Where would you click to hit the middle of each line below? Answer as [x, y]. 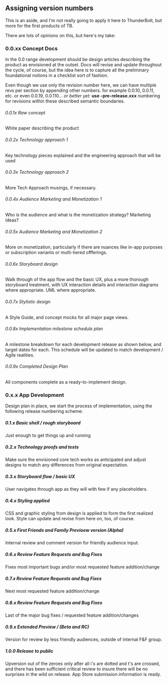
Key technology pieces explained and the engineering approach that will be [83, 155]
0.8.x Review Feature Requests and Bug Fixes [54, 603]
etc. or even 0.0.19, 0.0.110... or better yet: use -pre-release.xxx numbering [83, 96]
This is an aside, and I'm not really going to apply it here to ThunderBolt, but [83, 20]
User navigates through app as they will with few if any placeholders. [76, 489]
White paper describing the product [42, 128]
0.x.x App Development [35, 395]
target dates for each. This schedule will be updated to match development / [84, 350]
